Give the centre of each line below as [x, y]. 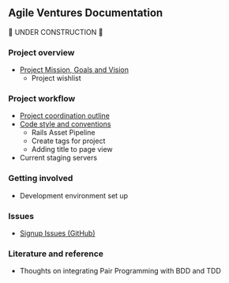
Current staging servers [58, 158]
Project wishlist [56, 78]
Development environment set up [74, 195]
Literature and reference [56, 254]
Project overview [41, 52]
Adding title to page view [72, 149]
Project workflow [42, 99]
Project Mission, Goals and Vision [74, 70]
